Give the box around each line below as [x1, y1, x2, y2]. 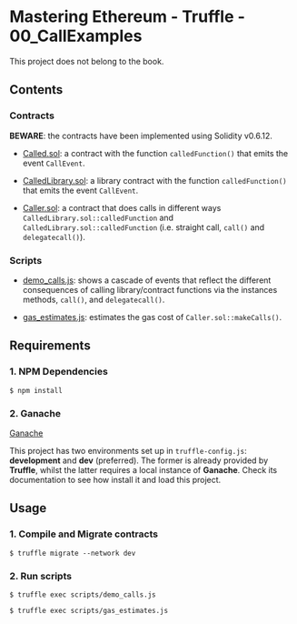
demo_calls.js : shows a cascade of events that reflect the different [22, 275, 272, 286]
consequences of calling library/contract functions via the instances [22, 284, 278, 295]
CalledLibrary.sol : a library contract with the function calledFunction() [22, 175, 288, 186]
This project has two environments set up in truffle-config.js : [9, 445, 247, 456]
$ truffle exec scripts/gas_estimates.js [9, 606, 169, 615]
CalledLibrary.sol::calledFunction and [22, 212, 174, 223]
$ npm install [9, 386, 64, 395]
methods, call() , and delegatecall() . [22, 294, 165, 305]
